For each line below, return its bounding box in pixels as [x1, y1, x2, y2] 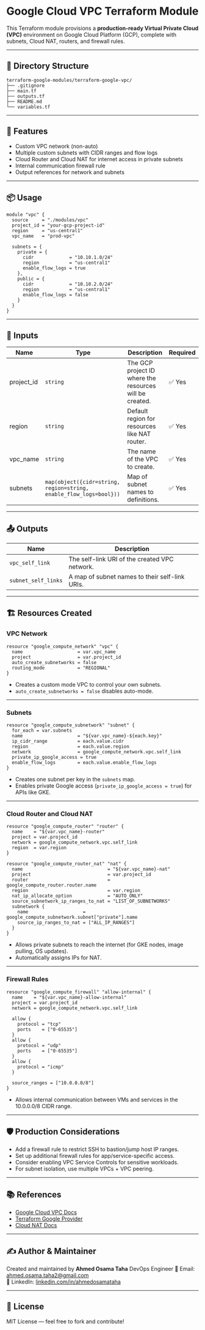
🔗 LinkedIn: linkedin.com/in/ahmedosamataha [6, 1278, 121, 1285]
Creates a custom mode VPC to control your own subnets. [15, 681, 162, 688]
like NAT [127, 429, 151, 438]
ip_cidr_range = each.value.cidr [12, 738, 124, 744]
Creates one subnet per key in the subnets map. [15, 775, 135, 783]
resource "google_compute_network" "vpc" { [6, 643, 119, 649]
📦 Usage [6, 192, 43, 203]
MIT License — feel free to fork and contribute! [6, 1318, 124, 1325]
